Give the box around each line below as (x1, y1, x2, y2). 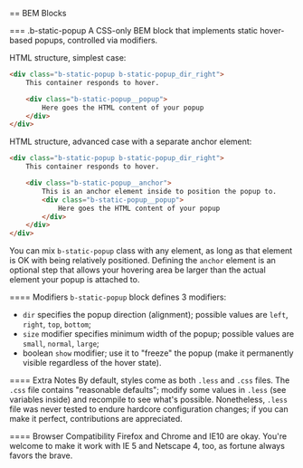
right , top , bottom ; (22, 319, 92, 330)
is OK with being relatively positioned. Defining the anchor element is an (9, 255, 276, 266)
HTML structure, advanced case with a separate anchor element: (9, 136, 252, 148)
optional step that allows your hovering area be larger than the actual (9, 264, 267, 275)
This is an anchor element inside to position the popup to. (42, 186, 278, 196)
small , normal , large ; (22, 339, 99, 349)
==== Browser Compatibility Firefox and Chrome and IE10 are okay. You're (9, 431, 288, 442)
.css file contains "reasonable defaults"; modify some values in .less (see (9, 385, 287, 396)
